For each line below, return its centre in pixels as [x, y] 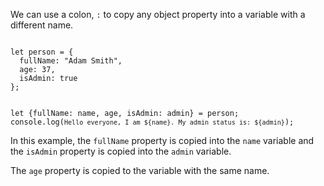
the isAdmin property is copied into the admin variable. [121, 151]
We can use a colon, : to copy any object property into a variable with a [158, 14]
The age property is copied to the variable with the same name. [140, 170]
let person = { [42, 52]
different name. [42, 25]
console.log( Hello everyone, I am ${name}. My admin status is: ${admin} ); [152, 122]
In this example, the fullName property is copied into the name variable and [162, 140]
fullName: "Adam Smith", [71, 61]
